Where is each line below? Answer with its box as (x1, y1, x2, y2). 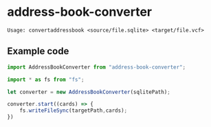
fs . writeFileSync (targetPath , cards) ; (19, 107, 128, 114)
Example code (7, 45, 69, 57)
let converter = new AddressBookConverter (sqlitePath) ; (7, 89, 170, 95)
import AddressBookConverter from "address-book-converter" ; (7, 63, 186, 71)
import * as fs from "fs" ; (7, 76, 85, 83)
